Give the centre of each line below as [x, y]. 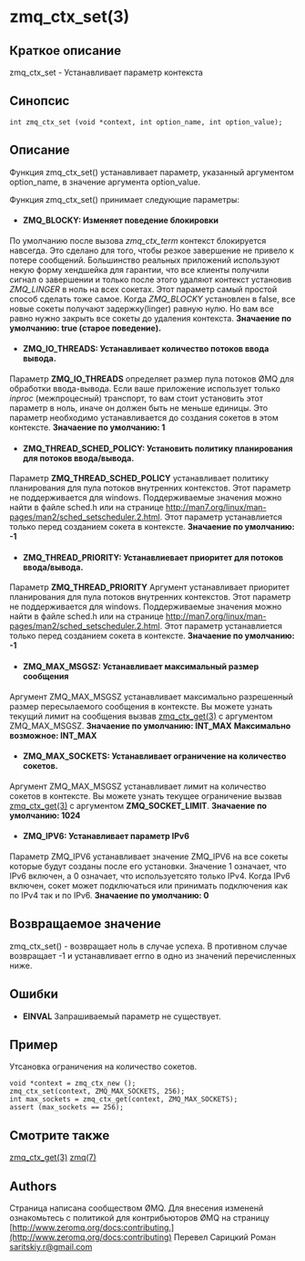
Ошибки [34, 994]
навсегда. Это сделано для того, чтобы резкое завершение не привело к [152, 250]
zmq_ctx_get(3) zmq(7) [53, 1158]
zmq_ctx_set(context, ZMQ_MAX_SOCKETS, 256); [97, 1092]
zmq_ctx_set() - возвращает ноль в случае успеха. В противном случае [148, 946]
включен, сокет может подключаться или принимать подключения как [149, 886]
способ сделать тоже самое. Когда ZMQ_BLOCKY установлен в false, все [152, 299]
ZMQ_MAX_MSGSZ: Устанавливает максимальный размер [141, 667]
